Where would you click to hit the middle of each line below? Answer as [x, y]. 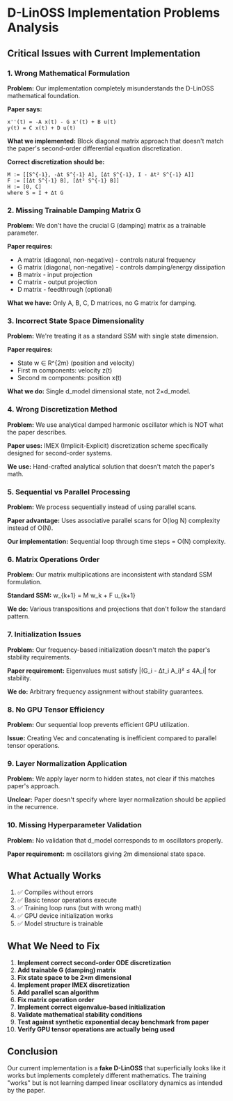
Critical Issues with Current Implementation [104, 53]
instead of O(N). [30, 528]
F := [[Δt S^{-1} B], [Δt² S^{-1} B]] [63, 180]
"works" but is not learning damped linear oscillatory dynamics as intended [115, 1083]
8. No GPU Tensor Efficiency [56, 710]
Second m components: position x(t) [70, 378]
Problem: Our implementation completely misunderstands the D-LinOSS [111, 88]
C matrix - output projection [57, 282]
